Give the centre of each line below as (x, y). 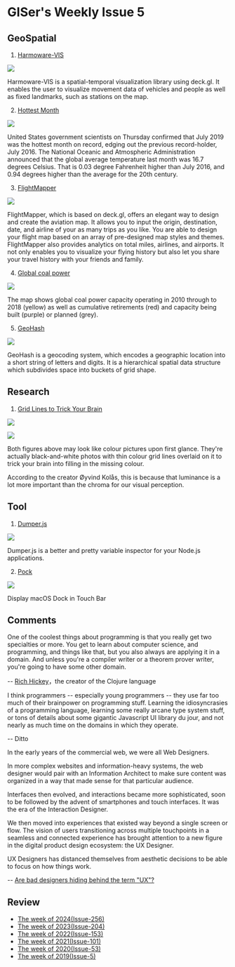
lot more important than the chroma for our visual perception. (96, 484)
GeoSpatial (32, 38)
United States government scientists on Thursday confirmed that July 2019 (116, 137)
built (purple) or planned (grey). (53, 314)
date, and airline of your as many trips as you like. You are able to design (112, 229)
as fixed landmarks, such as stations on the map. (78, 96)
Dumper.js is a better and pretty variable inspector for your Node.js (104, 550)
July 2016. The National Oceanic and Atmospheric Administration (101, 152)
